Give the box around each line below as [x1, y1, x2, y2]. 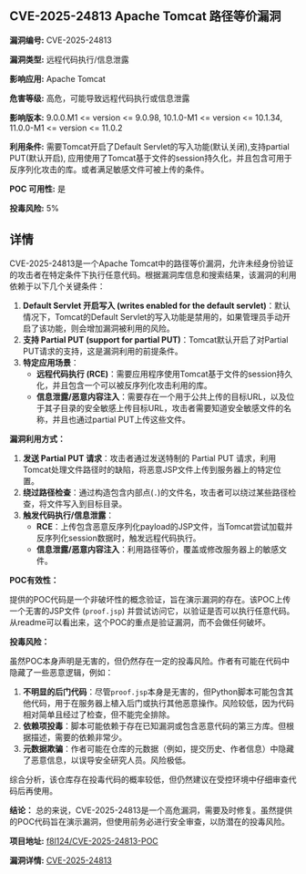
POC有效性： [9, 574, 59, 585]
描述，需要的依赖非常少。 [30, 732, 127, 743]
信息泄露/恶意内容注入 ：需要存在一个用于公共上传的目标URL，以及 [36, 391, 287, 402]
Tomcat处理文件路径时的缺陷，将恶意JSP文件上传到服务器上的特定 [22, 464, 273, 475]
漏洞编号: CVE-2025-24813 [9, 35, 112, 46]
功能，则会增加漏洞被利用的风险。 [46, 323, 175, 334]
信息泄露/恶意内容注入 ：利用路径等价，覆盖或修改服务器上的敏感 [36, 543, 280, 554]
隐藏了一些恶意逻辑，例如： [9, 666, 114, 677]
